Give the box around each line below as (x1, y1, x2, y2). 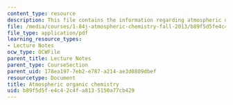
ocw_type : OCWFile (7, 49, 60, 56)
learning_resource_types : (7, 36, 82, 43)
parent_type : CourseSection (7, 61, 89, 68)
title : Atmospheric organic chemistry (7, 81, 119, 88)
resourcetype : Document (7, 74, 76, 82)
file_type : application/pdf (7, 29, 89, 37)
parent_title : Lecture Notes (7, 55, 92, 62)
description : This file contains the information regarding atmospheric (7, 17, 222, 23)
